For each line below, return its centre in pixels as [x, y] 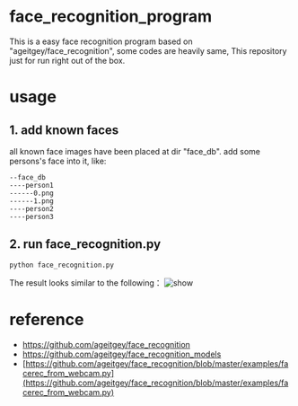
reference [47, 319]
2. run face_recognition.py [85, 244]
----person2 [31, 208]
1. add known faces [64, 130]
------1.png [31, 201]
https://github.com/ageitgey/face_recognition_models [122, 354]
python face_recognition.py [62, 265]
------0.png [31, 193]
